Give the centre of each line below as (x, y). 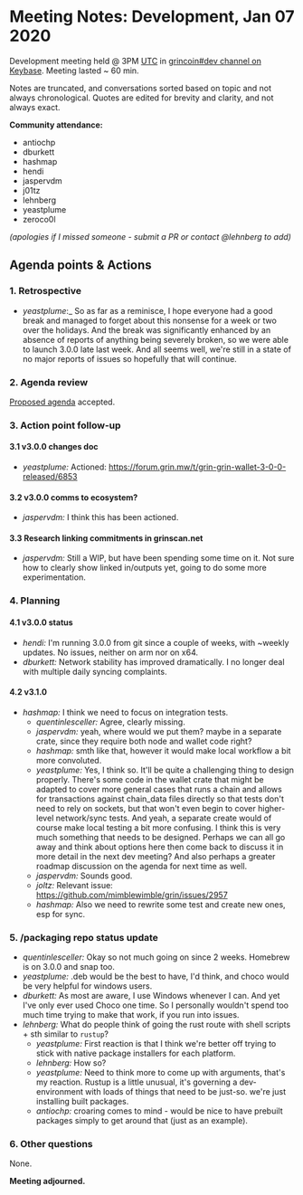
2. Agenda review (49, 382)
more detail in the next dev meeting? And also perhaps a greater (156, 856)
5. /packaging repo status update (84, 937)
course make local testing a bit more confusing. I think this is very (158, 827)
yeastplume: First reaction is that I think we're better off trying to (156, 1044)
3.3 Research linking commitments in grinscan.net (106, 538)
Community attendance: (56, 125)
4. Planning (35, 601)
